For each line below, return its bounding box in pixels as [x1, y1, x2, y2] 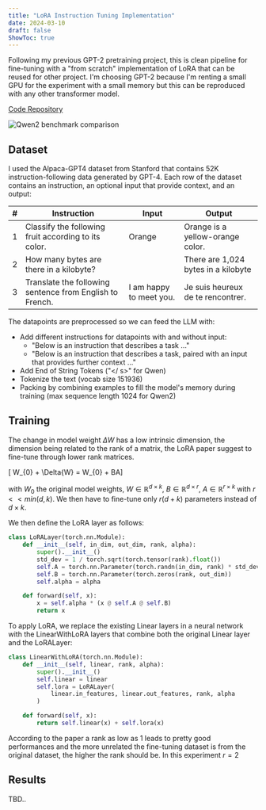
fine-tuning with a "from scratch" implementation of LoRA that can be [8, 64, 235, 74]
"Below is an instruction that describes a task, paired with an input [31, 350, 248, 359]
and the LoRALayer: [8, 638, 73, 648]
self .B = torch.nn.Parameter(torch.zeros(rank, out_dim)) [36, 570, 232, 579]
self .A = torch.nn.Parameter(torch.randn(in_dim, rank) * [36, 563, 232, 571]
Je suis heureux [184, 282, 243, 293]
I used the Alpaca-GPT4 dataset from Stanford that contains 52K [8, 164, 219, 174]
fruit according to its [25, 231, 101, 243]
